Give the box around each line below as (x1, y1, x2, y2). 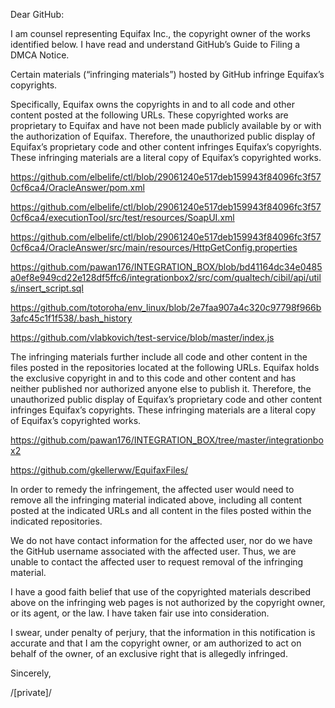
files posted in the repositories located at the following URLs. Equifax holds (10, 362, 320, 373)
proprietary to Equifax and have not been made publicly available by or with (10, 120, 322, 131)
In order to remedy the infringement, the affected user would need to (10, 484, 295, 495)
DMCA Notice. (10, 49, 70, 61)
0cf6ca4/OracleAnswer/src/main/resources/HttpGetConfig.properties (10, 242, 298, 253)
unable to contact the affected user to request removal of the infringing (10, 556, 304, 568)
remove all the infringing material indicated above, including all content (10, 494, 303, 506)
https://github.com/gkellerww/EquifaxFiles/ (10, 464, 189, 476)
